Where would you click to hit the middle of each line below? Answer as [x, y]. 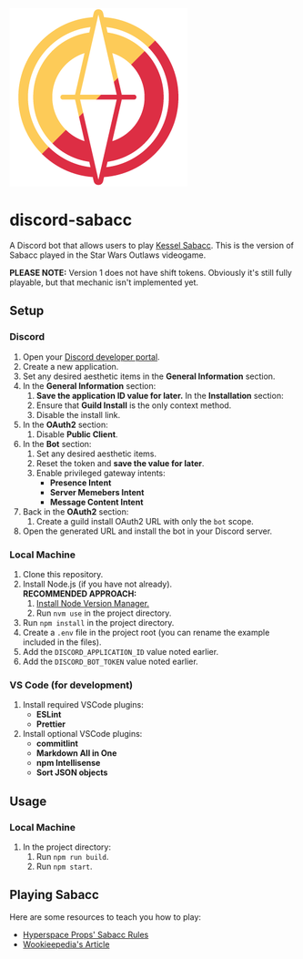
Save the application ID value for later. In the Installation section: [160, 395]
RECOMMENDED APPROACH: [80, 593]
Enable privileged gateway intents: [101, 473]
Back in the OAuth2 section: [76, 511]
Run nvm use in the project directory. [104, 613]
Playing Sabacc [55, 895]
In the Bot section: [57, 444]
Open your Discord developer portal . [91, 357]
